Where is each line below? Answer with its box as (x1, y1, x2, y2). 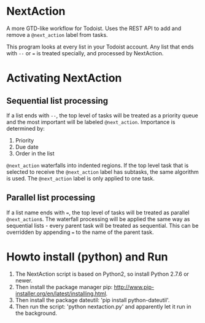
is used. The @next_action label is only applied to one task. (6, 174, 155, 182)
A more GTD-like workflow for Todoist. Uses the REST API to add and (6, 25, 182, 32)
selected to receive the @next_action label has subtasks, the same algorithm (6, 168, 199, 176)
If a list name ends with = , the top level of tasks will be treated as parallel (6, 209, 190, 216)
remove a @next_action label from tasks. (6, 31, 109, 38)
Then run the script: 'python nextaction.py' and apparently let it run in (15, 303, 191, 310)
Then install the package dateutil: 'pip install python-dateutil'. (15, 296, 170, 303)
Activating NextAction (6, 71, 122, 85)
